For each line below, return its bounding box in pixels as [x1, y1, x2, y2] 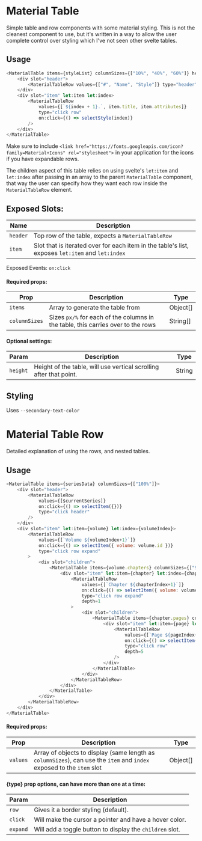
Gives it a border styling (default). [34, 806, 129, 814]
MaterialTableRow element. [6, 186, 73, 194]
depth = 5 [124, 649, 144, 655]
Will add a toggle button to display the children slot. [34, 825, 180, 834]
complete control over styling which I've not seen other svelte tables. [6, 37, 177, 44]
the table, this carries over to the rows [49, 320, 156, 329]
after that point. [34, 370, 78, 379]
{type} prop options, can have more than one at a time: [6, 780, 146, 787]
